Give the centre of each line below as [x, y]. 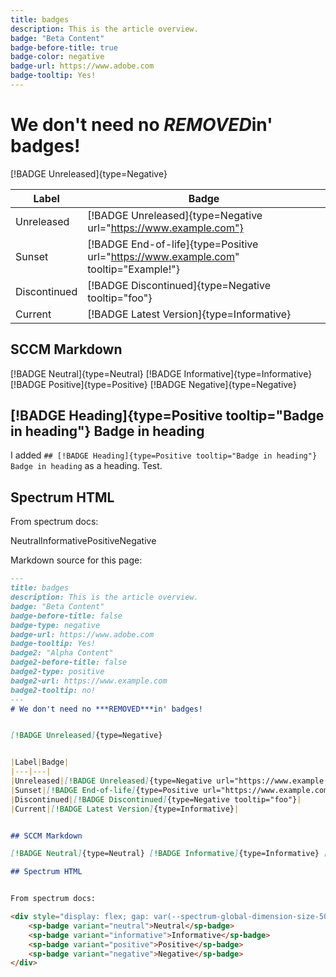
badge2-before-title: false [69, 662]
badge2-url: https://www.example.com [89, 681]
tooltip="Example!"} [133, 269]
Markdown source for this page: [76, 560]
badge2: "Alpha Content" [62, 653]
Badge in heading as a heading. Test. [86, 466]
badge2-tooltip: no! [53, 690]
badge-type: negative [55, 625]
